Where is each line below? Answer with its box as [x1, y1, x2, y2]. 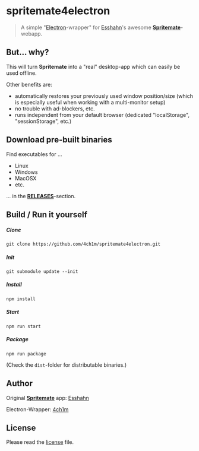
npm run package [6, 351, 46, 357]
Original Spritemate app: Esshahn [6, 394, 89, 401]
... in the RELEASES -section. [6, 192, 76, 199]
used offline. [6, 69, 37, 77]
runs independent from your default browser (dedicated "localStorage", [14, 111, 190, 118]
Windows [14, 168, 38, 176]
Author [6, 379, 33, 389]
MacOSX [14, 174, 37, 182]
